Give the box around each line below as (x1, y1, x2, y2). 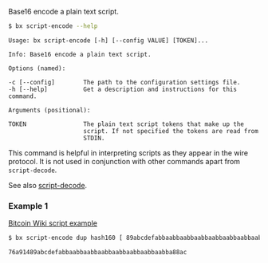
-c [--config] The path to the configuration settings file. (8, 78, 241, 86)
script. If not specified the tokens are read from (83, 127, 259, 135)
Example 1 (8, 200, 49, 211)
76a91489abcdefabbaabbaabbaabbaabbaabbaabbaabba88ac (8, 249, 187, 257)
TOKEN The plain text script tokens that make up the (8, 120, 245, 128)
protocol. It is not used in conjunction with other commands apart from (8, 156, 241, 166)
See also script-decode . (8, 180, 88, 190)
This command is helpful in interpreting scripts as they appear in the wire (8, 147, 249, 158)
